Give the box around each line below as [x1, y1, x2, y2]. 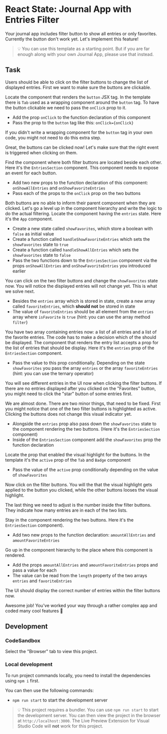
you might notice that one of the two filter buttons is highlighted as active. [5, 406, 157, 412]
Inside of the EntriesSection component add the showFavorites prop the [12, 436, 161, 443]
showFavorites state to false [12, 252, 71, 258]
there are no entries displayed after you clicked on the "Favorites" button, [5, 385, 156, 391]
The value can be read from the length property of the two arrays [12, 572, 148, 578]
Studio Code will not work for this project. [17, 723, 103, 729]
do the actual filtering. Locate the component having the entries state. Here [5, 210, 162, 216]
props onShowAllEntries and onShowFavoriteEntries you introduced [12, 262, 151, 268]
